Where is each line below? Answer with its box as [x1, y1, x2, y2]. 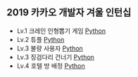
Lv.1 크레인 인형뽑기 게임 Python [16, 27, 106, 35]
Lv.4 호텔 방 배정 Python [16, 62, 85, 70]
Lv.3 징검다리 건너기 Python [16, 52, 94, 61]
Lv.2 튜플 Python [16, 35, 65, 43]
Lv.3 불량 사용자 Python [16, 44, 84, 52]
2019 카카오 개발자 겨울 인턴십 [6, 6, 132, 19]
